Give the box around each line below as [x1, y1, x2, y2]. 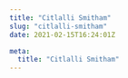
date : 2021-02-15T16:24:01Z [9, 30, 116, 39]
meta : [9, 46, 30, 55]
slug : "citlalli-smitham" [9, 22, 107, 31]
